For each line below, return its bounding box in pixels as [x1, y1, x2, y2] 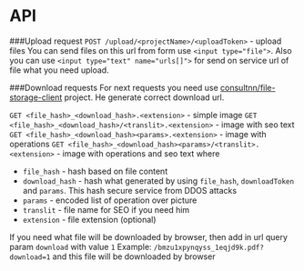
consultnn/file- [219, 82, 276, 93]
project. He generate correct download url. [64, 92, 225, 103]
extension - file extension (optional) [22, 214, 157, 225]
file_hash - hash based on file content [22, 166, 168, 176]
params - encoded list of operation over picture [22, 195, 198, 206]
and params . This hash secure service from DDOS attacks [22, 185, 238, 196]
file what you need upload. [9, 65, 109, 75]
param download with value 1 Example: [9, 241, 152, 252]
